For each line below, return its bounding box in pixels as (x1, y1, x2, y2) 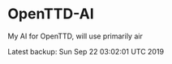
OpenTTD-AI (7, 5, 94, 23)
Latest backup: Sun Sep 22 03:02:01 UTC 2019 (7, 46, 164, 56)
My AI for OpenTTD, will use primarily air (7, 31, 143, 41)
